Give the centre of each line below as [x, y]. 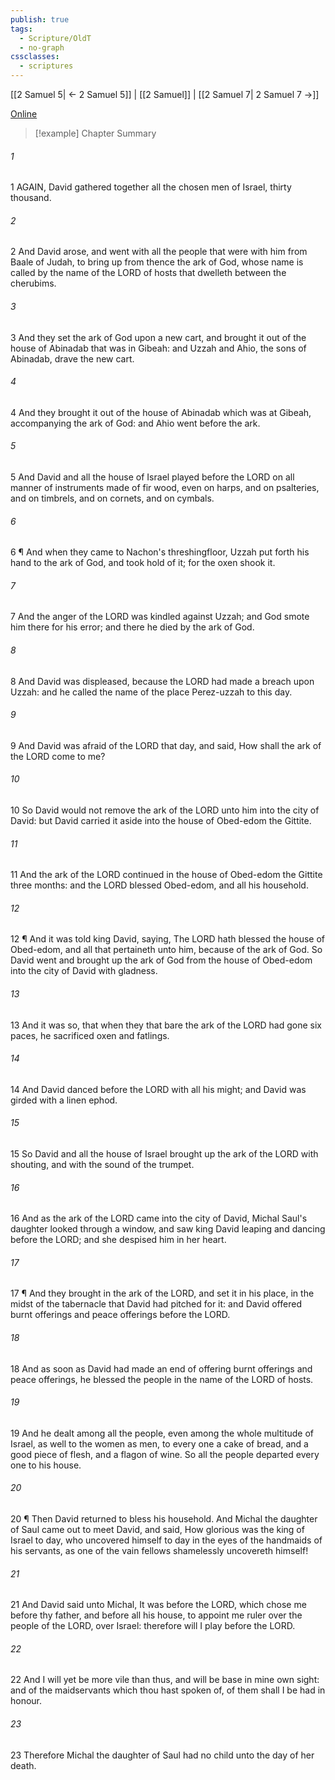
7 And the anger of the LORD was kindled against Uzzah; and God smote [160, 617]
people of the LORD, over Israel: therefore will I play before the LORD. [153, 1626]
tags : [21, 29]
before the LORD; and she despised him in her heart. [118, 1240]
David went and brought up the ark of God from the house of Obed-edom [161, 960]
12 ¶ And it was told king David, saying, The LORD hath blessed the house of [168, 939]
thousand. [31, 198]
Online [24, 114]
